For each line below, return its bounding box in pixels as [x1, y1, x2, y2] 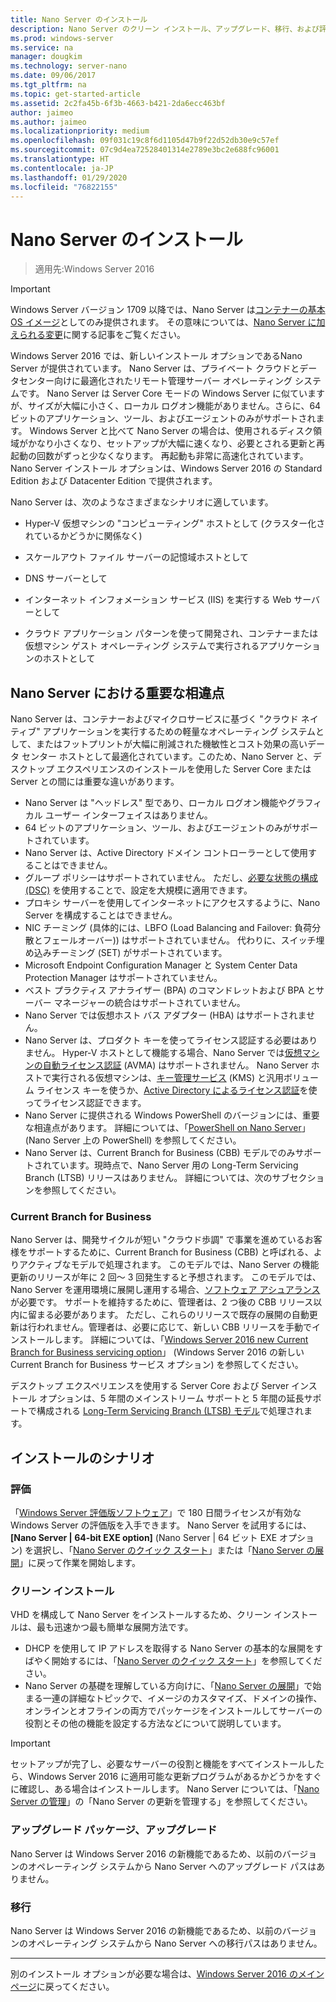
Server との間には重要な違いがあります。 [10, 776, 180, 788]
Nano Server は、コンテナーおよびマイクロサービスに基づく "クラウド [10, 713, 299, 725]
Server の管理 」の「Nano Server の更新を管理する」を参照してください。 [10, 1796, 313, 1808]
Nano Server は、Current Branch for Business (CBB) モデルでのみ [24, 1147, 296, 1159]
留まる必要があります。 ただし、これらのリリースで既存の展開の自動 [27, 1309, 310, 1321]
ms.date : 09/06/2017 [10, 71, 97, 81]
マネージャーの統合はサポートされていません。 [53, 997, 246, 1009]
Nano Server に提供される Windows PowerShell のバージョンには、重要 [24, 1109, 320, 1121]
